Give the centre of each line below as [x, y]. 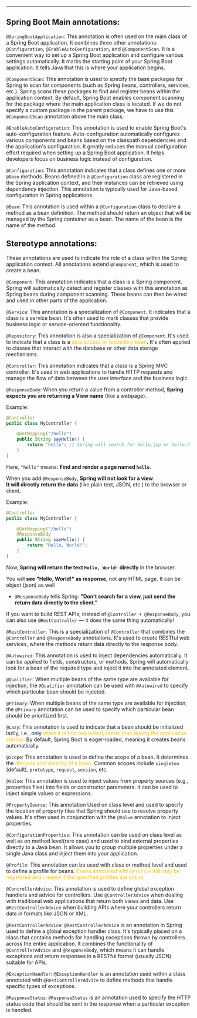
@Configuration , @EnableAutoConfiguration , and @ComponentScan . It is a [90, 49]
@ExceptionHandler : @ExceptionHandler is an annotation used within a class [96, 973]
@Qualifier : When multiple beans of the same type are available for [87, 679]
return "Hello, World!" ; [57, 545]
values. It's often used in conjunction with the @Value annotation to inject [93, 817]
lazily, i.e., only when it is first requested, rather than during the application [96, 733]
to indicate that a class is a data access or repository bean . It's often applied [98, 341]
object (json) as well [30, 585]
